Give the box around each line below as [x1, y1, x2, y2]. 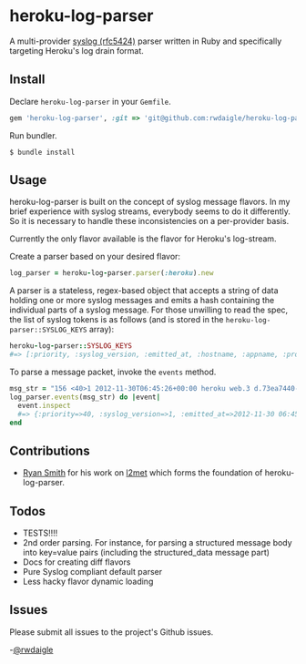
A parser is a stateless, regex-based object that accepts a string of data [9, 285, 280, 296]
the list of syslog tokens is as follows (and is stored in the [9, 314, 224, 325]
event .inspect [17, 401, 71, 410]
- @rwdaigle [9, 644, 54, 655]
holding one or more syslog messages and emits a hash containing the [9, 295, 275, 306]
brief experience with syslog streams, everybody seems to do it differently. [9, 206, 291, 217]
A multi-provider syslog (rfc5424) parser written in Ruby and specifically [9, 36, 282, 46]
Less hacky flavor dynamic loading [22, 576, 154, 587]
